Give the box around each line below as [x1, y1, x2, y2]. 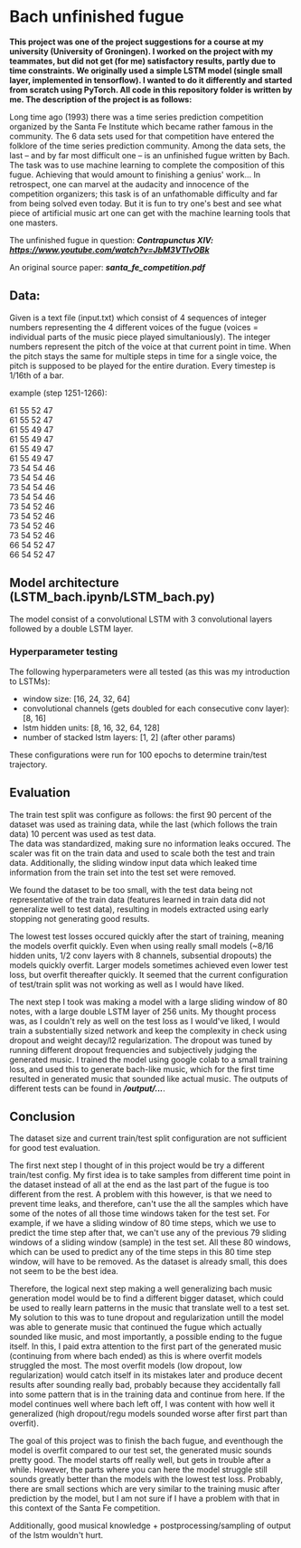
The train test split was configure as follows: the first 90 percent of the [9, 809, 272, 820]
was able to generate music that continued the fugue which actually [9, 1322, 262, 1333]
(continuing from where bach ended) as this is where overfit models [9, 1351, 262, 1362]
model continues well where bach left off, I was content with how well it [9, 1399, 276, 1410]
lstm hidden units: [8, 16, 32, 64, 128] [22, 722, 160, 733]
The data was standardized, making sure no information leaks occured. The [9, 838, 291, 849]
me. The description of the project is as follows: [9, 93, 193, 105]
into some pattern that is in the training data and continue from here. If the [9, 1389, 286, 1400]
